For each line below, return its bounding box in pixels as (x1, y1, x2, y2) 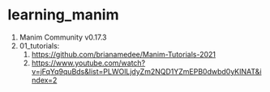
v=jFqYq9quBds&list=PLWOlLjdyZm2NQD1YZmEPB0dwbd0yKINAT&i (31, 66, 262, 76)
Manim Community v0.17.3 (19, 32, 107, 42)
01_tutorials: (19, 40, 60, 50)
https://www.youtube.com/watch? (31, 58, 146, 68)
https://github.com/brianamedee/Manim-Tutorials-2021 (31, 49, 216, 59)
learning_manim (7, 6, 119, 24)
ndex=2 (31, 75, 58, 85)
